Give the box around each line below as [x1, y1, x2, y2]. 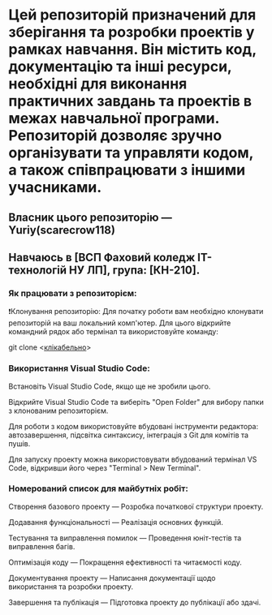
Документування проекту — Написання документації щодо [8, 573, 216, 583]
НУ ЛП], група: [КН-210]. [68, 263, 201, 277]
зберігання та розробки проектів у [8, 23, 255, 41]
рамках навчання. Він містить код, [8, 41, 257, 58]
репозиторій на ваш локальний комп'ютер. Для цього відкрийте [8, 318, 231, 328]
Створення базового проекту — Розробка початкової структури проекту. [8, 501, 264, 511]
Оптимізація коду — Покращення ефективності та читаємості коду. [8, 557, 242, 567]
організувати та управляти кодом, [8, 144, 254, 162]
